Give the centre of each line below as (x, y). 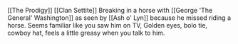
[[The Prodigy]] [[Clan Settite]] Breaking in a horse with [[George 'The (110, 10)
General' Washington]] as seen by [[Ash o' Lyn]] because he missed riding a (119, 18)
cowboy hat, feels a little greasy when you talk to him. (86, 33)
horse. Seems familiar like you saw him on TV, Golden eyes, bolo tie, (108, 25)
